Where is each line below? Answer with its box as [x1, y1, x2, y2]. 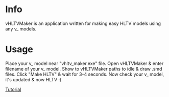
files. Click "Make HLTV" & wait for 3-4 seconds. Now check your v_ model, [5, 71, 164, 77]
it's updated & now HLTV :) [5, 76, 62, 82]
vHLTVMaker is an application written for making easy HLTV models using [5, 20, 161, 26]
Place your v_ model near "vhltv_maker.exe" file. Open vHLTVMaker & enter [5, 60, 164, 67]
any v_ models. [5, 25, 37, 31]
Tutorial [5, 86, 21, 92]
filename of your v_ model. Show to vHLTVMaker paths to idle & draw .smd [5, 66, 162, 72]
